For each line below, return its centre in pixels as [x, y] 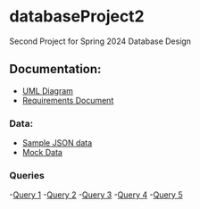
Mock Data [42, 153]
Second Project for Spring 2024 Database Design [100, 41]
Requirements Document [68, 100]
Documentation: [55, 69]
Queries [27, 175]
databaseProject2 [77, 17]
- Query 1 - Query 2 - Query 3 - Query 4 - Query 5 [96, 195]
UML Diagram [48, 90]
